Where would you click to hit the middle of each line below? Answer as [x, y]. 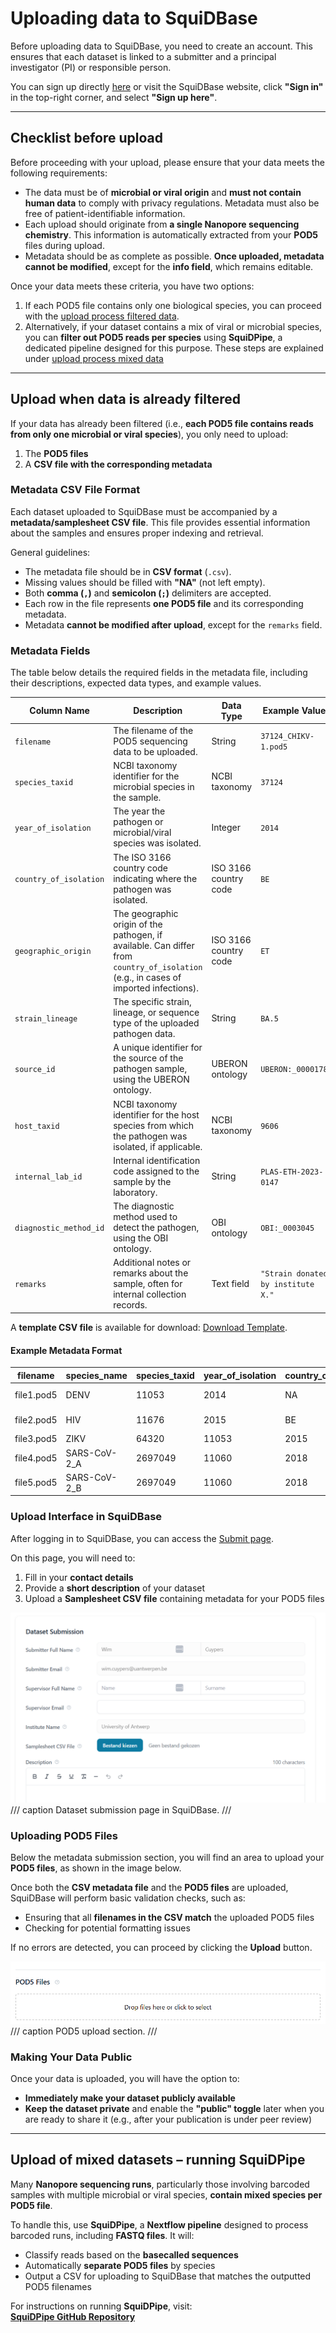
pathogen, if [138, 934]
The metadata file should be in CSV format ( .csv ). [128, 571]
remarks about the [151, 1273]
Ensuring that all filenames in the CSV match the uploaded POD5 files [169, 1918]
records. [130, 1305]
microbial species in [154, 787]
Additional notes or [152, 1263]
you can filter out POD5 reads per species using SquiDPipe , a [153, 337]
